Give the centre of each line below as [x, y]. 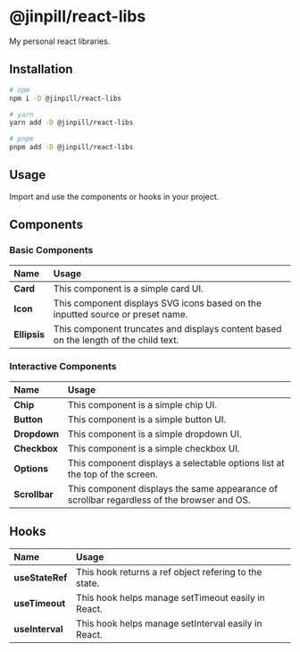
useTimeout [39, 603]
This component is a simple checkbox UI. [154, 448]
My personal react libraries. [60, 41]
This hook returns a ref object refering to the [169, 572]
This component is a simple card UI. [128, 288]
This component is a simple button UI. [147, 419]
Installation [41, 69]
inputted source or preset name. [121, 314]
